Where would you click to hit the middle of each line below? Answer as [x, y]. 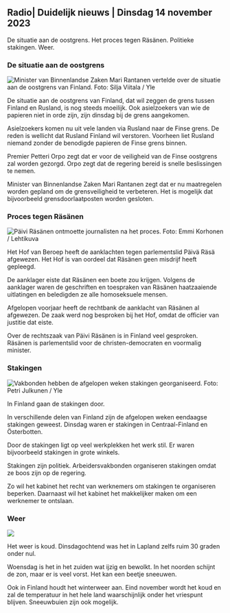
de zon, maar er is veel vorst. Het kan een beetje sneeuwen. [92, 574]
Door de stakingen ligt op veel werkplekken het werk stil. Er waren [101, 445]
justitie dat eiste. [30, 323]
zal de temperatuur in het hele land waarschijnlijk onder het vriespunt [105, 595]
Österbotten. [25, 431]
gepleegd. [22, 267]
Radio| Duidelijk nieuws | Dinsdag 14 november [110, 13]
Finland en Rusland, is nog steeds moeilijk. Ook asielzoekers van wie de [108, 108]
